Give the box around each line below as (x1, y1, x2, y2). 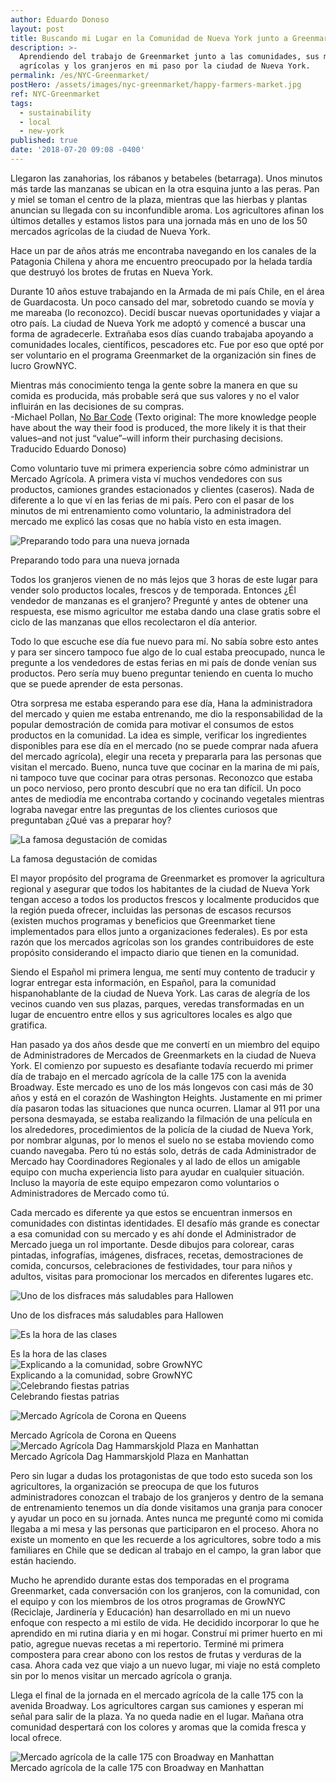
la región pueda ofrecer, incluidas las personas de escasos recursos (10, 904, 292, 916)
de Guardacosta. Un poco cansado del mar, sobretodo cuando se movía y (10, 296, 315, 308)
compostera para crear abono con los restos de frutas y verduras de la (10, 1648, 302, 1660)
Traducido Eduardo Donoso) (10, 442, 127, 455)
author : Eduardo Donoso (10, 14, 110, 25)
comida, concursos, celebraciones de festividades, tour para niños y (10, 1259, 293, 1271)
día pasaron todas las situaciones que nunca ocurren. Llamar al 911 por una (10, 1102, 321, 1114)
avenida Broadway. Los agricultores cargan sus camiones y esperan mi (10, 1699, 304, 1711)
